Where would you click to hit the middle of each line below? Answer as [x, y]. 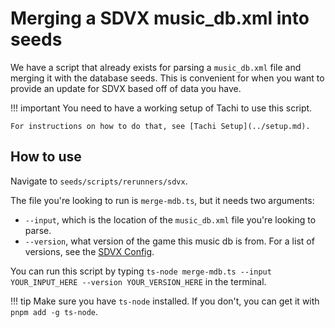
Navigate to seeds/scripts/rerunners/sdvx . [99, 181]
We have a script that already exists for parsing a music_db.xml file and [156, 67]
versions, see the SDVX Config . [89, 251]
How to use [46, 157]
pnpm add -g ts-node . [54, 311]
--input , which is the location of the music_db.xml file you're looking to [170, 219]
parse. [38, 230]
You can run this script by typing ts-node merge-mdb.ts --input [141, 271]
